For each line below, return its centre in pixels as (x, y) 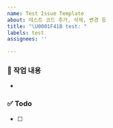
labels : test (26, 33)
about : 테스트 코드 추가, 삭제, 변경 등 (57, 20)
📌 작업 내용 (24, 71)
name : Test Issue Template (46, 13)
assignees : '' (27, 39)
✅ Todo (20, 104)
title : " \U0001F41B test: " (47, 26)
